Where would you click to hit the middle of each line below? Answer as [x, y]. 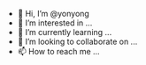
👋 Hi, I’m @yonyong [54, 14]
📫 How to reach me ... [58, 51]
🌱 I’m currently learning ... [65, 32]
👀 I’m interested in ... [55, 23]
